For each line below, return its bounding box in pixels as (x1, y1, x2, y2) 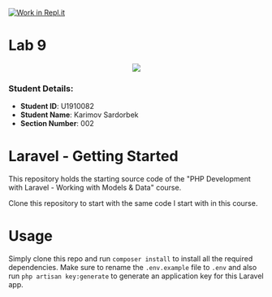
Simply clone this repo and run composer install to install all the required (8, 254, 253, 264)
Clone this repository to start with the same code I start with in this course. (8, 199, 258, 208)
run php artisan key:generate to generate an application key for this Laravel (8, 271, 264, 281)
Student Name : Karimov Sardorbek (19, 110, 140, 120)
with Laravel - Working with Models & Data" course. (8, 183, 182, 193)
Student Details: (8, 82, 74, 94)
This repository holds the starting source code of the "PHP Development (8, 174, 252, 184)
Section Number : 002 (19, 119, 95, 129)
